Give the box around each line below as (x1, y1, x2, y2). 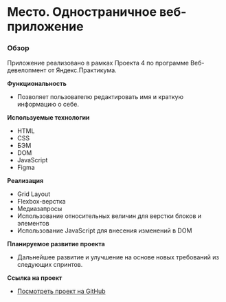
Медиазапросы (16, 204, 63, 213)
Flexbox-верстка (16, 197, 67, 206)
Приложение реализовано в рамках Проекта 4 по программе (7, 59, 189, 67)
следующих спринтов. (16, 261, 83, 269)
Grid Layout (16, 190, 50, 198)
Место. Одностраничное (7, 4, 157, 20)
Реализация (7, 177, 44, 185)
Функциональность (7, 80, 67, 88)
